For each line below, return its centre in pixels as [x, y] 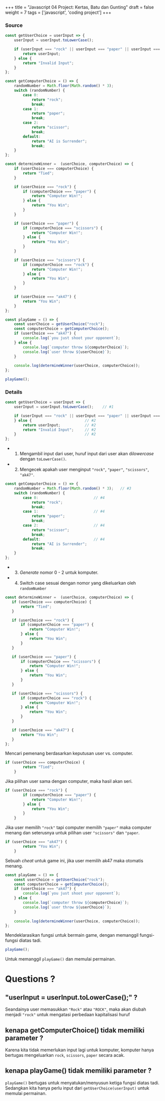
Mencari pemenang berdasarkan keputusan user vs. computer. [69, 754]
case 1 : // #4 [64, 512]
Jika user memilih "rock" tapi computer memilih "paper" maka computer [78, 827]
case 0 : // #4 [64, 498]
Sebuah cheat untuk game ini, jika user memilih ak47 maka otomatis [74, 860]
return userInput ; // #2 [60, 425]
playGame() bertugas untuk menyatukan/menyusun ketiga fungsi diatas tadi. [82, 1083]
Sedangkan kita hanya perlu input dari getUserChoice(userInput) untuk [77, 1088]
